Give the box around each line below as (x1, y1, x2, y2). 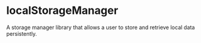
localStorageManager (6, 4, 118, 18)
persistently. (6, 30, 38, 37)
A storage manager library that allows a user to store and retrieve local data (6, 24, 196, 31)
